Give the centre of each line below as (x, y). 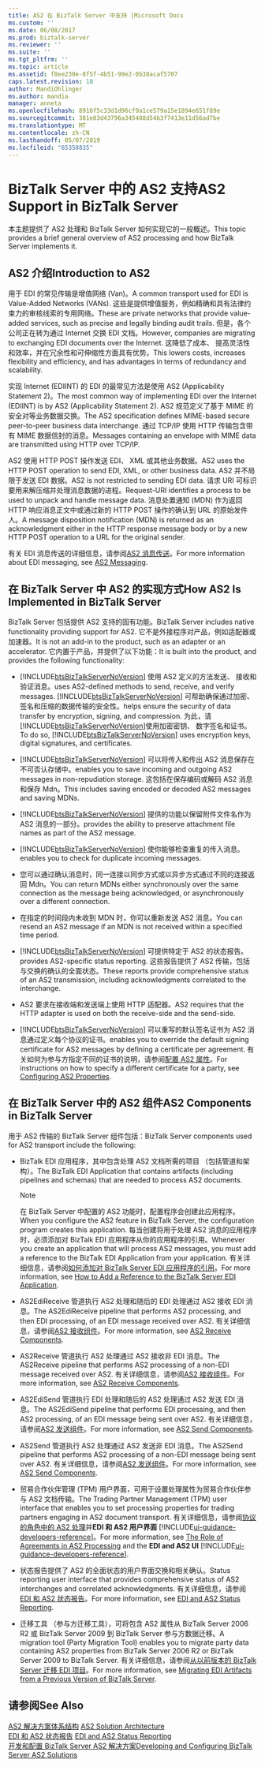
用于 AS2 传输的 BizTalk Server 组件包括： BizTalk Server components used (130, 1136)
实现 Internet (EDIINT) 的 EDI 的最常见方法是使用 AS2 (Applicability (116, 387)
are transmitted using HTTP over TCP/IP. (74, 445)
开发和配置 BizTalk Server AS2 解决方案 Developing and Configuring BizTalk (130, 1746)
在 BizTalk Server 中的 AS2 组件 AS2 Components (130, 1103)
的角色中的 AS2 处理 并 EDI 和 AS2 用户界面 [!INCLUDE (107, 1526)
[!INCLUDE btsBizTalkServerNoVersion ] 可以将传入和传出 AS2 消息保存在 (137, 759)
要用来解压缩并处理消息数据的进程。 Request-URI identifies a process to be (129, 491)
